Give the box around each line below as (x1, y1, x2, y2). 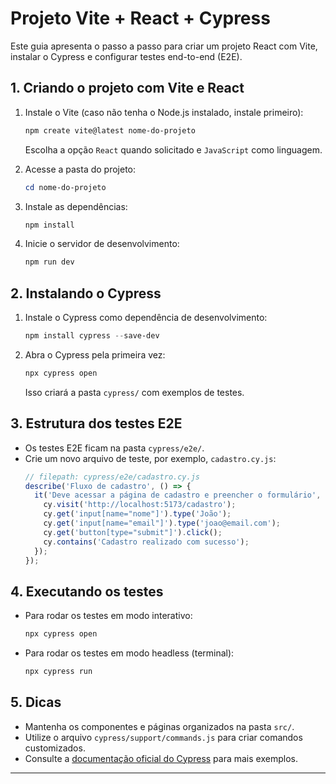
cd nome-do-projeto (24, 182, 107, 192)
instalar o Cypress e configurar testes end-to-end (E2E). (10, 50, 243, 62)
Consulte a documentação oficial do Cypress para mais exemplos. (24, 752, 298, 764)
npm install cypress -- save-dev (24, 331, 160, 341)
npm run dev (24, 257, 75, 267)
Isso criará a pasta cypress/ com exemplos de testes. (24, 386, 245, 398)
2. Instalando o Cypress (10, 285, 162, 302)
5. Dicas (10, 694, 62, 711)
